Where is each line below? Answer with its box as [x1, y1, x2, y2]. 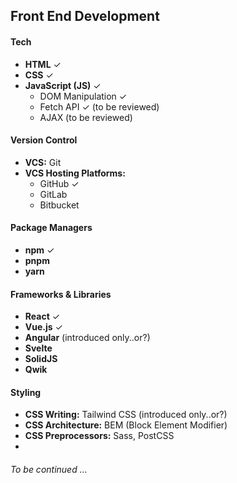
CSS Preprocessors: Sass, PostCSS [24, 430, 175, 442]
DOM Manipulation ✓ [39, 90, 128, 102]
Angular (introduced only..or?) [24, 332, 151, 344]
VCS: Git [24, 156, 62, 168]
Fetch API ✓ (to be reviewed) [39, 100, 160, 113]
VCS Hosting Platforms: [24, 167, 126, 179]
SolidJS [24, 353, 58, 365]
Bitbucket [39, 199, 80, 211]
